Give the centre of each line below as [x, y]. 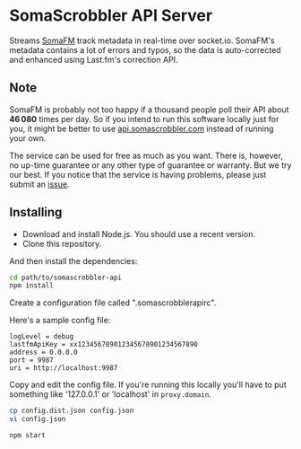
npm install [31, 286]
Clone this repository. [62, 243]
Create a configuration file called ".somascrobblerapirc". [113, 303]
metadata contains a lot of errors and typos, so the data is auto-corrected [145, 49]
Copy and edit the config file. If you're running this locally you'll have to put [148, 385]
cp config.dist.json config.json [72, 411]
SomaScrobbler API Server [111, 16]
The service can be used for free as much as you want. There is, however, [146, 155]
